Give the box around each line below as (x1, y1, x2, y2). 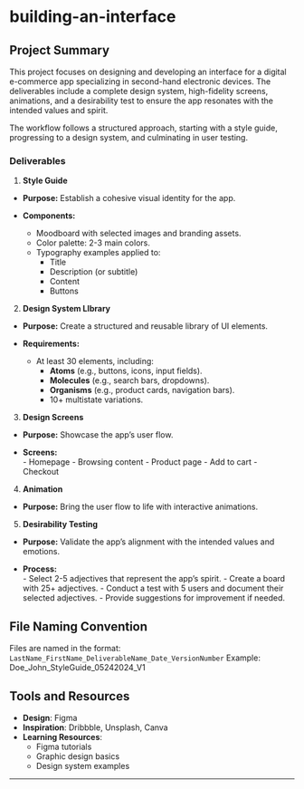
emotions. (22, 546, 61, 557)
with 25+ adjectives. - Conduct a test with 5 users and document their (22, 582, 284, 594)
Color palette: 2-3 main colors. (35, 237, 151, 248)
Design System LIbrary (22, 303, 111, 314)
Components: (22, 210, 76, 221)
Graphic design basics (35, 750, 120, 762)
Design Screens (22, 412, 84, 423)
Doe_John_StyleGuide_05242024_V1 (9, 662, 147, 673)
